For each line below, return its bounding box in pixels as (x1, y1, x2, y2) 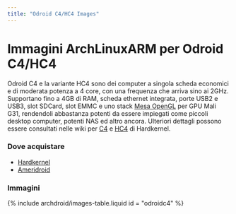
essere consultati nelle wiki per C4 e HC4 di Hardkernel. (7, 124, 171, 133)
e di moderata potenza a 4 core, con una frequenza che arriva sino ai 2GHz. (7, 86, 229, 95)
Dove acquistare (7, 142, 65, 152)
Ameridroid (17, 165, 51, 174)
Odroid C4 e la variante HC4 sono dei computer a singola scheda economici (7, 79, 230, 88)
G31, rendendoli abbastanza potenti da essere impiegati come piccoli (7, 109, 208, 117)
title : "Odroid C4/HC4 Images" (7, 10, 100, 18)
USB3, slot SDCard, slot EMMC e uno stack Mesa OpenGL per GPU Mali (7, 102, 217, 110)
